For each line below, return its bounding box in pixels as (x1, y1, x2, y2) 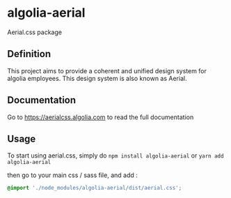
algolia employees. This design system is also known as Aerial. (7, 74, 187, 82)
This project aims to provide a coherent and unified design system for (7, 66, 207, 75)
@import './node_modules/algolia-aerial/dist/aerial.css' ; (7, 185, 182, 192)
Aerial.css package (7, 28, 63, 36)
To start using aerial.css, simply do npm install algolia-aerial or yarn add (7, 151, 224, 160)
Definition (7, 48, 51, 60)
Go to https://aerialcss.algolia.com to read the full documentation (7, 113, 194, 121)
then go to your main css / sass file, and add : (7, 171, 138, 179)
